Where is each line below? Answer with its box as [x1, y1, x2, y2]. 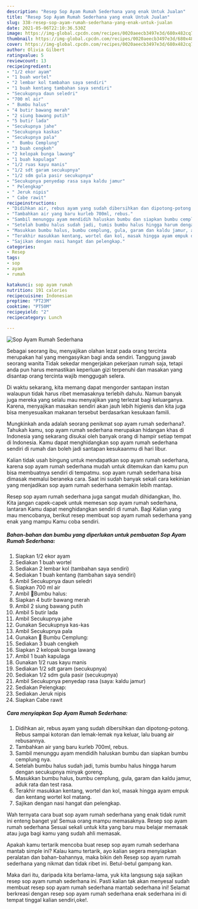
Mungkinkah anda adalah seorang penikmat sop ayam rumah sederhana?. [6, 420, 186, 427]
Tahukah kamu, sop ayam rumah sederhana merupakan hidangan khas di [6, 426, 184, 433]
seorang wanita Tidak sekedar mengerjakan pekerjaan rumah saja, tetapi [6, 359, 183, 367]
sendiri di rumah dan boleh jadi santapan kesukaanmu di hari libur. [6, 445, 167, 452]
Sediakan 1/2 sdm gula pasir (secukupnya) [15, 671, 118, 678]
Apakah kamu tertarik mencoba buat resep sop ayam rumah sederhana [6, 841, 179, 848]
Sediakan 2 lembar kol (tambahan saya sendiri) [15, 565, 129, 572]
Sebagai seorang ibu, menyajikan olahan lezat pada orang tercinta [6, 347, 167, 354]
